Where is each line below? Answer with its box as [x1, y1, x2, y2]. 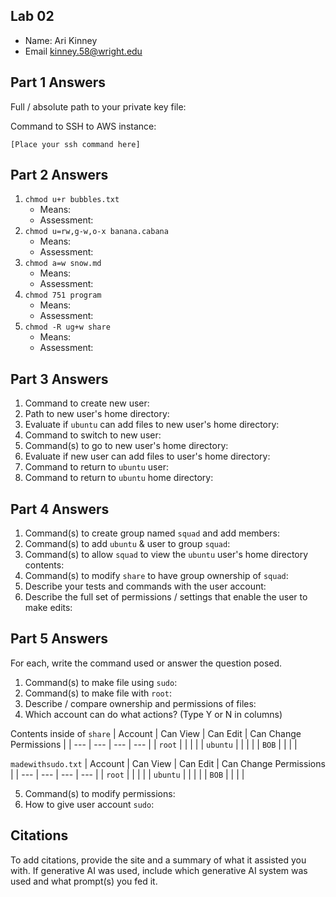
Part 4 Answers [10, 500, 110, 518]
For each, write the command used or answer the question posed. [10, 657, 283, 669]
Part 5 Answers [10, 630, 109, 648]
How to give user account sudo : [24, 798, 155, 810]
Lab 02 [10, 8, 55, 25]
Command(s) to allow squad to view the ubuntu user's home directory [24, 549, 309, 561]
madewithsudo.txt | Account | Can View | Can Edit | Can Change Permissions [10, 757, 326, 769]
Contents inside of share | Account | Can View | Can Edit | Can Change [10, 727, 302, 739]
